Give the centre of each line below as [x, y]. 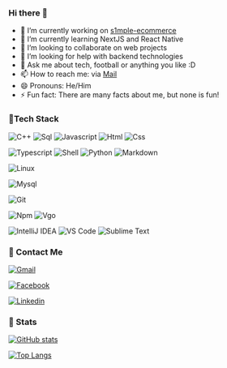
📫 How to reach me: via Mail [69, 74]
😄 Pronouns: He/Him [56, 86]
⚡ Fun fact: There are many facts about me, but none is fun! [120, 95]
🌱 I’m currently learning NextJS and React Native [102, 39]
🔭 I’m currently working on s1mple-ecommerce [98, 31]
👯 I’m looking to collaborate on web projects [94, 48]
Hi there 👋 [28, 13]
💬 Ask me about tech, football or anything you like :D [108, 65]
